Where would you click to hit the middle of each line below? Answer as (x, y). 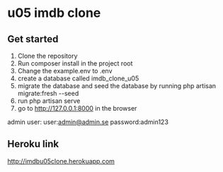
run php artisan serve (49, 101)
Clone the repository (47, 56)
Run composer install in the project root (75, 63)
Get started (33, 39)
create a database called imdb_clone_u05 (78, 78)
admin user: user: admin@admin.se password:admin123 (88, 122)
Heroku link (33, 144)
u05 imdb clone (54, 13)
